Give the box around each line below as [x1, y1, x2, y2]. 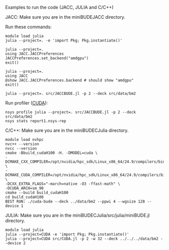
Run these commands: [5, 24, 52, 30]
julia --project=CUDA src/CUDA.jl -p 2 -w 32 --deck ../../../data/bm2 [5, 236, 158, 241]
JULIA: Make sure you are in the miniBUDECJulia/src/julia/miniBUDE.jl [5, 212, 150, 218]
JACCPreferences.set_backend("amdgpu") [5, 56, 89, 61]
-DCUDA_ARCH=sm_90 [5, 186, 44, 191]
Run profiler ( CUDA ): [5, 100, 48, 106]
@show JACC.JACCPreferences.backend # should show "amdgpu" [5, 78, 134, 83]
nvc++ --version [5, 141, 39, 146]
